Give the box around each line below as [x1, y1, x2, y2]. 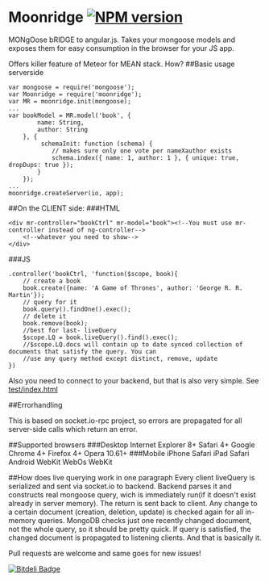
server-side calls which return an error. [8, 424, 139, 433]
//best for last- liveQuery [23, 326, 117, 334]
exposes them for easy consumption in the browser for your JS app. [8, 43, 235, 52]
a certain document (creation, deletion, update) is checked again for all [8, 507, 244, 517]
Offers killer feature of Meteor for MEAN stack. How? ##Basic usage [8, 59, 235, 69]
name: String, [37, 118, 85, 127]
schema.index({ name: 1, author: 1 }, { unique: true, [51, 153, 240, 161]
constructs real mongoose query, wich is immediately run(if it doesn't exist [8, 489, 256, 500]
